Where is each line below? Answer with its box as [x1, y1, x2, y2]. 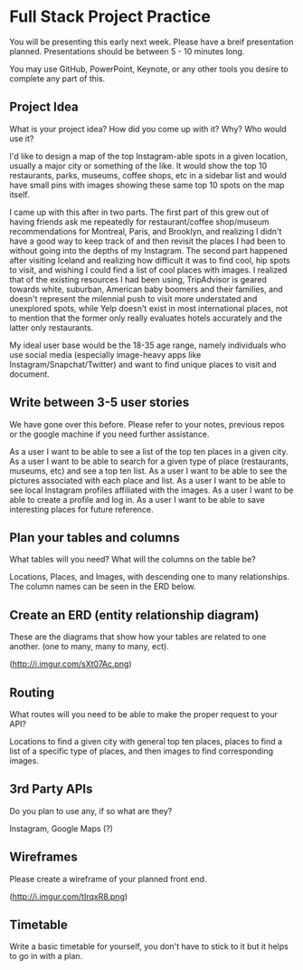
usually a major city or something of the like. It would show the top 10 [9, 160, 268, 171]
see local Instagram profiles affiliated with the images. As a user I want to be [9, 485, 294, 495]
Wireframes [9, 850, 79, 865]
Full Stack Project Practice [9, 6, 211, 27]
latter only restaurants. [9, 322, 94, 332]
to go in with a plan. [9, 951, 83, 962]
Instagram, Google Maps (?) [9, 822, 113, 834]
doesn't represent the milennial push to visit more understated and [9, 293, 258, 304]
